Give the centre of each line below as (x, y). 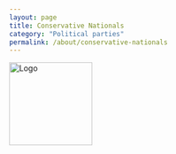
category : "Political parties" (67, 34)
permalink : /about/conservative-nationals (88, 42)
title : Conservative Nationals (67, 26)
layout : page (33, 17)
